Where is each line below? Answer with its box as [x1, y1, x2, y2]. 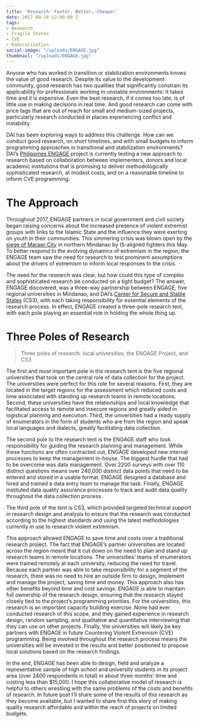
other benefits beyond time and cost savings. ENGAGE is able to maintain [6, 585, 185, 592]
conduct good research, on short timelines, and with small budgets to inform [6, 137, 194, 144]
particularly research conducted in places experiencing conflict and [6, 113, 172, 120]
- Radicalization [6, 42, 49, 48]
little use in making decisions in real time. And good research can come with [6, 100, 193, 107]
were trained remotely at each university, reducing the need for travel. [6, 559, 178, 567]
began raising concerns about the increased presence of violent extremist [6, 222, 188, 229]
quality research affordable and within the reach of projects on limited [6, 703, 177, 711]
